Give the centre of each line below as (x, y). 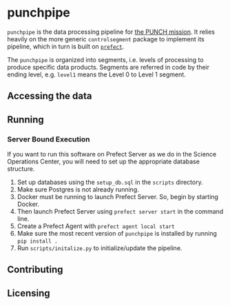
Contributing (35, 270)
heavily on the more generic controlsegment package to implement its (106, 39)
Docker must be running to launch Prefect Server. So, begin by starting (118, 197)
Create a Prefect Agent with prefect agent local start (96, 226)
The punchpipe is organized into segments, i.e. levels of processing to (106, 59)
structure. (21, 169)
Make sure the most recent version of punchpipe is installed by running (117, 234)
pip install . (37, 242)
